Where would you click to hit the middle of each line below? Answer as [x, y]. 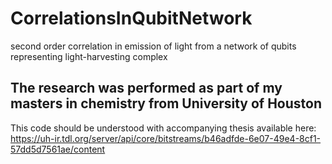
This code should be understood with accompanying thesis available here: [163, 128]
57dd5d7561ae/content [58, 149]
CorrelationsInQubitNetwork [131, 18]
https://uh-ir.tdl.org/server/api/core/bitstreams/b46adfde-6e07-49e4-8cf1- [166, 138]
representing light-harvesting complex [89, 56]
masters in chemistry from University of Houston [166, 103]
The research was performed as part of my [146, 88]
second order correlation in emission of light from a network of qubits [153, 46]
